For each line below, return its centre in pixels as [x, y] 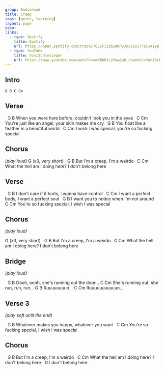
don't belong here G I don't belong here [46, 362]
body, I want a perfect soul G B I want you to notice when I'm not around [80, 199]
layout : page [18, 23]
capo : [11, 28]
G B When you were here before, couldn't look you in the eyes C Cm [78, 118]
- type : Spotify [26, 37]
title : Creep [18, 14]
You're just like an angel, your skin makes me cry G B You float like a [75, 123]
